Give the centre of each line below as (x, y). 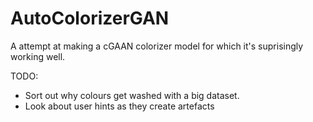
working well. (38, 56)
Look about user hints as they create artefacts (119, 106)
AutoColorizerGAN (90, 18)
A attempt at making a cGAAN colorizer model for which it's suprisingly (157, 46)
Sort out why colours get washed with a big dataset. (132, 95)
